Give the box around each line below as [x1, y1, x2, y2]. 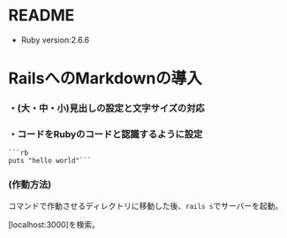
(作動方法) [8, 179, 52, 191]
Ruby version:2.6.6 [20, 35, 90, 45]
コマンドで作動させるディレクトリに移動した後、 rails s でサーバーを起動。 [8, 200, 280, 211]
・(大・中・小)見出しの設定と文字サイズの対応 [8, 103, 205, 115]
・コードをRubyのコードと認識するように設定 [8, 127, 203, 140]
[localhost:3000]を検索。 [8, 219, 101, 230]
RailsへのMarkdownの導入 [8, 68, 202, 88]
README [8, 5, 75, 26]
